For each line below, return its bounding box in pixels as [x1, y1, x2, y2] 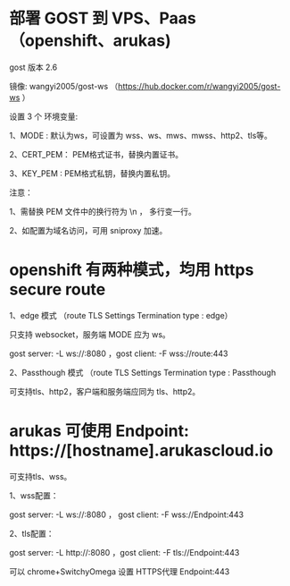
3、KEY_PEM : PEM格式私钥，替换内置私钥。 [9, 167, 176, 179]
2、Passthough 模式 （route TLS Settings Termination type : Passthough [9, 367, 277, 378]
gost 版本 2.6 [9, 62, 58, 72]
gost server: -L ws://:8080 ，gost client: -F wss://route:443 [9, 348, 228, 359]
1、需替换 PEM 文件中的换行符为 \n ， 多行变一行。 [9, 206, 196, 217]
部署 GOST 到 [9, 8, 109, 29]
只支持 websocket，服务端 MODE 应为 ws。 [9, 328, 171, 340]
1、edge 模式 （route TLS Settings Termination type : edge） [9, 310, 233, 320]
